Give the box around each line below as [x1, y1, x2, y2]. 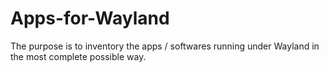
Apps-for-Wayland [10, 7, 170, 30]
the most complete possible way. [10, 50, 147, 62]
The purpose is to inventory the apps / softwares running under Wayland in [10, 40, 320, 52]
